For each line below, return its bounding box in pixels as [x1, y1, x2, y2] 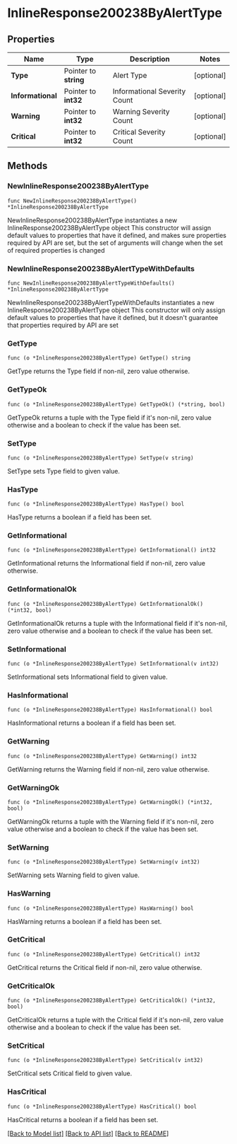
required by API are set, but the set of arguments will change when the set [7, 239, 224, 247]
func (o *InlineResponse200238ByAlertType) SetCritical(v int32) [7, 1057, 203, 1064]
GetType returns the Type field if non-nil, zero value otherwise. [7, 367, 190, 376]
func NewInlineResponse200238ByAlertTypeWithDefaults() [7, 280, 175, 287]
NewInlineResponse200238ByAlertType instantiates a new [7, 216, 178, 224]
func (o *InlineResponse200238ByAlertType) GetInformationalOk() [7, 600, 203, 607]
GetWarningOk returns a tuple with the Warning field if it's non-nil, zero [7, 817, 214, 825]
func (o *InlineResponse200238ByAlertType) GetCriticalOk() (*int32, [7, 997, 217, 1005]
